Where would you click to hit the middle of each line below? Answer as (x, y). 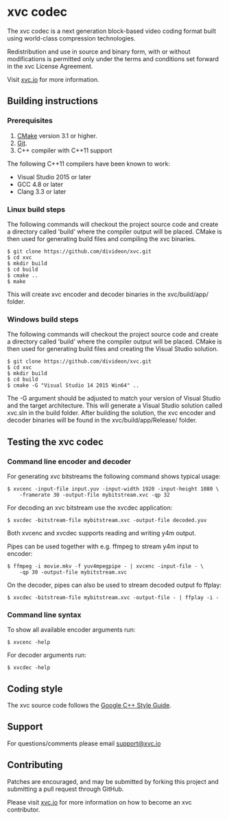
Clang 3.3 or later (41, 191)
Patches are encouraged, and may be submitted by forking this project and (113, 781)
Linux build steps (36, 209)
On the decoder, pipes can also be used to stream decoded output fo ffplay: (114, 585)
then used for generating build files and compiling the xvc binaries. (102, 238)
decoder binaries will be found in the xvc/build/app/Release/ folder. (102, 420)
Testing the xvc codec (56, 441)
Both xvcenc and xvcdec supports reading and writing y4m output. (102, 532)
